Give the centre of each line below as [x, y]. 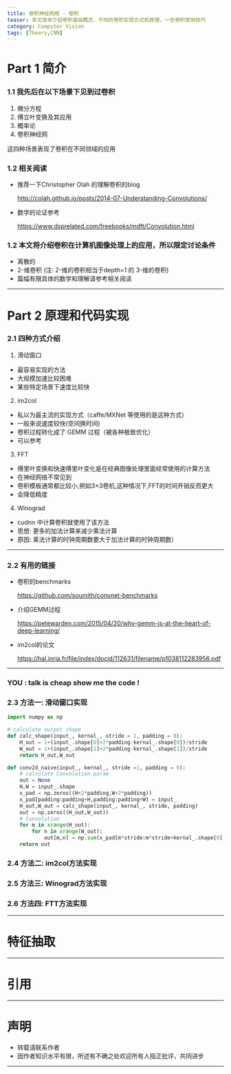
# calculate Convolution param [64, 774]
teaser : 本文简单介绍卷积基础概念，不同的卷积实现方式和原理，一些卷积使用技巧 [107, 20]
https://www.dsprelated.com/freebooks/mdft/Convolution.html [106, 226]
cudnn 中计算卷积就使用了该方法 [63, 522]
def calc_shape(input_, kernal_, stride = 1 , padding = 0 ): [95, 736]
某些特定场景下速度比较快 [53, 386]
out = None [35, 780]
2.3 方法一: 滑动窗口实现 [47, 702]
